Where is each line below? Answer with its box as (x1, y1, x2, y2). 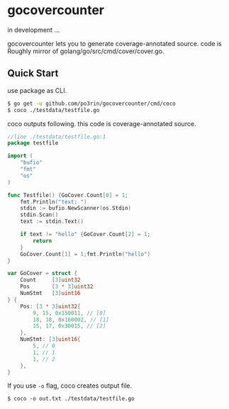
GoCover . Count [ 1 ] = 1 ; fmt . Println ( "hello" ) (20, 250, 151, 257)
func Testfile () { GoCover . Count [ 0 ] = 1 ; (7, 191, 129, 198)
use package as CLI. (7, 86, 67, 94)
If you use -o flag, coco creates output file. (7, 381, 133, 390)
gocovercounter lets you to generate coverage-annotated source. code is (7, 39, 222, 47)
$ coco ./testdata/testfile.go (7, 106, 100, 113)
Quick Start (7, 67, 59, 79)
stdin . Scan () (20, 211, 59, 218)
